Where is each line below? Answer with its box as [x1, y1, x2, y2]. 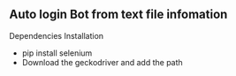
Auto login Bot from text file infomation [9, 7, 228, 22]
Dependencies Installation [9, 30, 104, 41]
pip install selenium [21, 48, 93, 58]
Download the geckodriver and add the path [21, 57, 183, 67]
